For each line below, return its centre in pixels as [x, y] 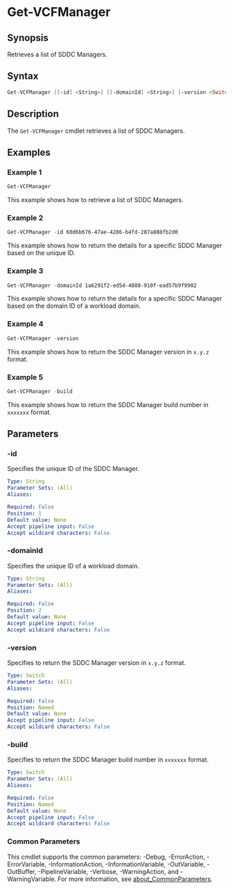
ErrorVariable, [27, 864]
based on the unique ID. [41, 253]
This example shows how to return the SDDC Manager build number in [108, 404]
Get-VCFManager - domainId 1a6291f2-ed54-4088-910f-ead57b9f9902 [102, 286]
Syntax [23, 76]
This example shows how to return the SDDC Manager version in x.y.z [108, 352]
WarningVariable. [32, 879]
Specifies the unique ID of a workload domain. [73, 566]
